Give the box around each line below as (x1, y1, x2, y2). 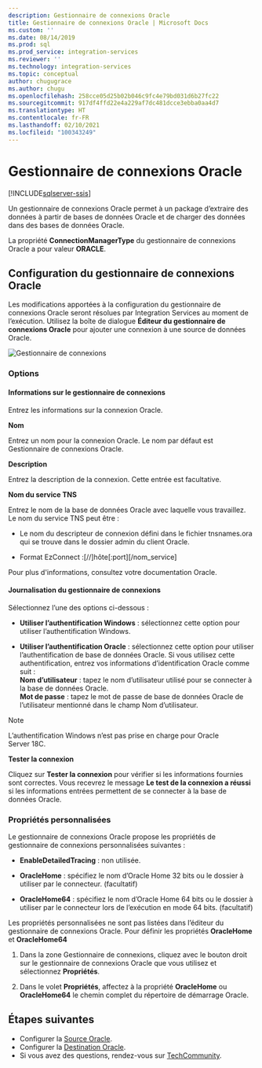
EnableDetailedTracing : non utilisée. (19, 856, 141, 865)
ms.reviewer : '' (8, 56, 61, 64)
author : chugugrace (8, 77, 72, 85)
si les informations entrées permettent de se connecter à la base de (8, 786, 227, 795)
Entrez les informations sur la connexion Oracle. (8, 405, 163, 414)
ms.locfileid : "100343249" (8, 128, 96, 136)
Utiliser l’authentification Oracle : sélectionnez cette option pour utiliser (19, 642, 254, 651)
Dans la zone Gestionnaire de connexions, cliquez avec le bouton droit (19, 950, 248, 959)
